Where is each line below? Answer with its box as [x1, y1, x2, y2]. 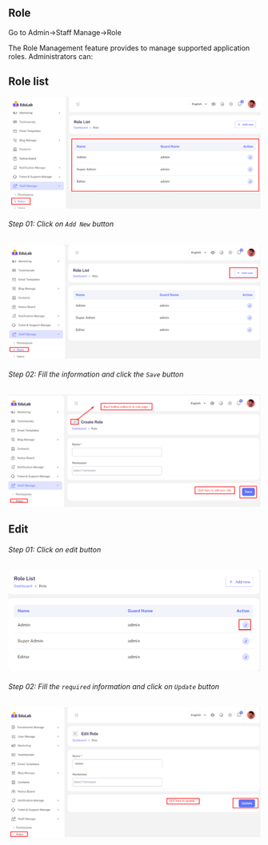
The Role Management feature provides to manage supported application [8, 43, 250, 53]
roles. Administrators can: [8, 51, 94, 61]
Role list [8, 75, 50, 89]
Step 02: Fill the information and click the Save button [8, 369, 184, 379]
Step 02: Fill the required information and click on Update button [8, 682, 220, 692]
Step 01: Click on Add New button [8, 219, 114, 229]
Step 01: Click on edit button [8, 544, 102, 554]
